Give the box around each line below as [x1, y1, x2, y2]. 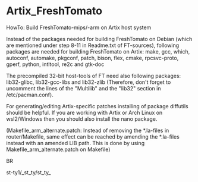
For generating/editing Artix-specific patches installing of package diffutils [6, 102, 188, 109]
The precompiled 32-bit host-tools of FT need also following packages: [6, 72, 181, 79]
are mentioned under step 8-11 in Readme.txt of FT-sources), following [6, 42, 180, 49]
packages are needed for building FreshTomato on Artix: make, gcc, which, [6, 48, 190, 55]
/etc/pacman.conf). [6, 91, 54, 98]
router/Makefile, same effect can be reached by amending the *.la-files [6, 133, 180, 140]
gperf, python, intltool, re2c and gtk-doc [6, 61, 105, 68]
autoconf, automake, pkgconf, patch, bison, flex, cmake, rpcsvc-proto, [6, 54, 179, 61]
